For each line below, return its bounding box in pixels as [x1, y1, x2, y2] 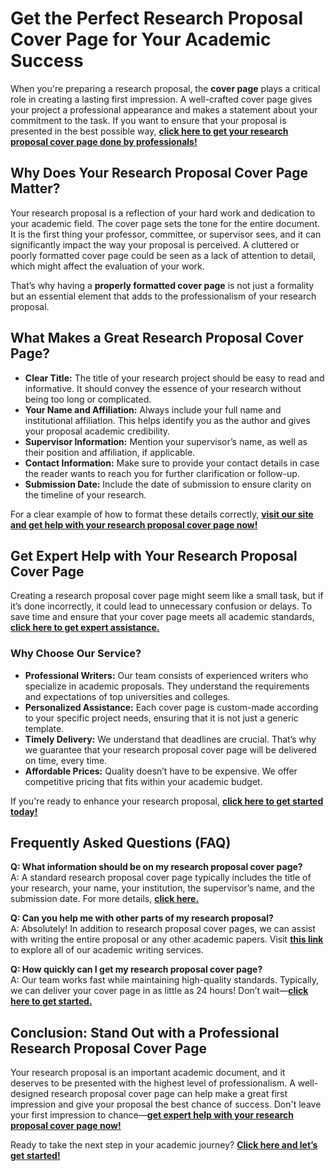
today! [10, 805, 38, 817]
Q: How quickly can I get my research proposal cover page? [10, 963, 263, 976]
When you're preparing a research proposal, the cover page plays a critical [10, 82, 321, 94]
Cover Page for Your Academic [10, 28, 272, 51]
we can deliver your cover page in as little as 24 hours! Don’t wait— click [10, 985, 309, 997]
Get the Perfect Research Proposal [10, 7, 304, 30]
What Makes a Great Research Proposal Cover [10, 330, 304, 347]
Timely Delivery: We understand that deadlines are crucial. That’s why [24, 733, 317, 745]
